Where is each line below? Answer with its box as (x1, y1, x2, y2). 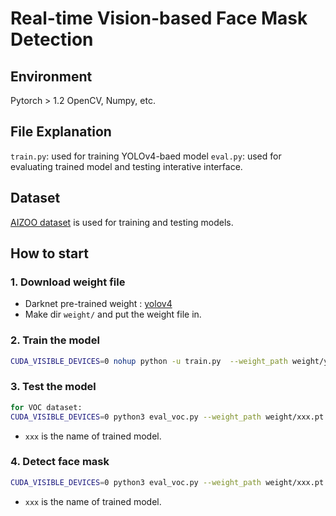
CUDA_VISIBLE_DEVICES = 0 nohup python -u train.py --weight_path (10, 356, 288, 366)
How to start (10, 245, 89, 262)
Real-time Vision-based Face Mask (10, 7, 308, 30)
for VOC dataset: (10, 402, 83, 412)
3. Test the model (10, 380, 97, 394)
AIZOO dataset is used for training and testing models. (10, 216, 234, 228)
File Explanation (10, 123, 112, 141)
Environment (10, 68, 93, 85)
